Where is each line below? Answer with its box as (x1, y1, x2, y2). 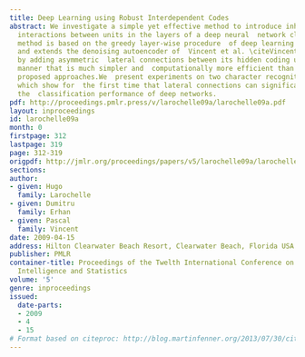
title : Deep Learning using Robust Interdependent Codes (9, 13, 230, 23)
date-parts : (17, 301, 64, 310)
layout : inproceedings (9, 106, 95, 115)
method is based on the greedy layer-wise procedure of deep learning (17, 38, 295, 48)
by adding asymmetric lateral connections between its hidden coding (17, 55, 290, 64)
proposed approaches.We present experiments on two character (17, 73, 261, 82)
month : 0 (9, 124, 43, 133)
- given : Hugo (9, 183, 64, 192)
